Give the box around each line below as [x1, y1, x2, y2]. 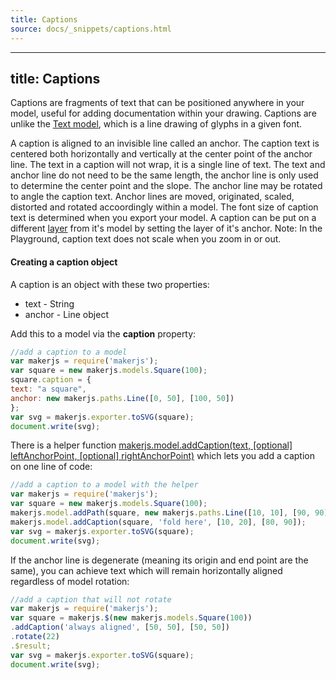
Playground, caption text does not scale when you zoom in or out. [10, 233, 282, 245]
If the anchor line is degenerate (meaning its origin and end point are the [10, 554, 309, 566]
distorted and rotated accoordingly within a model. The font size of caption [10, 201, 319, 213]
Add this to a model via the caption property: [10, 327, 197, 340]
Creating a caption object [10, 256, 118, 268]
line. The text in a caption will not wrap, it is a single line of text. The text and [10, 159, 326, 171]
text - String [24, 297, 75, 310]
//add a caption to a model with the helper [10, 480, 199, 490]
